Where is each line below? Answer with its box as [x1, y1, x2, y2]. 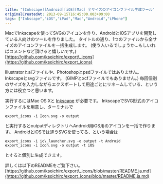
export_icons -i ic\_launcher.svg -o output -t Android [5, 139, 121, 144]
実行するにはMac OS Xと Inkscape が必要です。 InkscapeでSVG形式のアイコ [5, 98, 159, 104]
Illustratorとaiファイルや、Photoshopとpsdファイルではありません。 [5, 69, 142, 75]
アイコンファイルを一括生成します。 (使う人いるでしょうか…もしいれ [18, 42, 156, 48]
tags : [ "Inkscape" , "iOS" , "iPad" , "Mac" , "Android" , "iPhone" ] [5, 16, 127, 21]
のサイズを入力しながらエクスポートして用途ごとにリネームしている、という [5, 82, 158, 87]
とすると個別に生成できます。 [5, 152, 65, 158]
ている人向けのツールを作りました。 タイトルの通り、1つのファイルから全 [5, 36, 153, 42]
